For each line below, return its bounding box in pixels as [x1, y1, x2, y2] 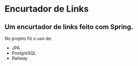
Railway [11, 55, 28, 61]
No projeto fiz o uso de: [4, 35, 53, 41]
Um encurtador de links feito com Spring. [4, 23, 134, 31]
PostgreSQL [11, 50, 36, 56]
